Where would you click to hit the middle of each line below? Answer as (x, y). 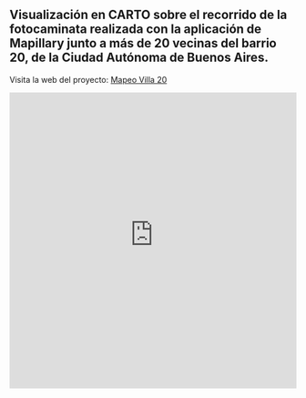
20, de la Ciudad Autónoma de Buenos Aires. (139, 58)
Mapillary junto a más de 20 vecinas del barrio (143, 43)
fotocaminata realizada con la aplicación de (136, 30)
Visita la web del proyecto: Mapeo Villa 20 (88, 79)
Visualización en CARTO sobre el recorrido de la (148, 15)
